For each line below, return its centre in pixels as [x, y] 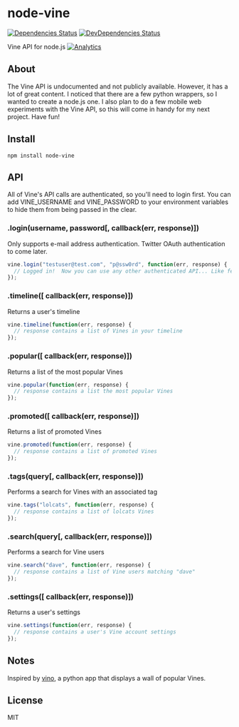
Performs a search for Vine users [56, 552]
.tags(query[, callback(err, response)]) [75, 476]
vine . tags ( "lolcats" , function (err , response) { [81, 505]
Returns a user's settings [44, 612]
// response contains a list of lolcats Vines [84, 512]
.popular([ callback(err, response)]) [70, 356]
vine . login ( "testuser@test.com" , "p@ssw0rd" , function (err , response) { [117, 264]
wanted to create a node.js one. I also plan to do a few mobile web [105, 101]
